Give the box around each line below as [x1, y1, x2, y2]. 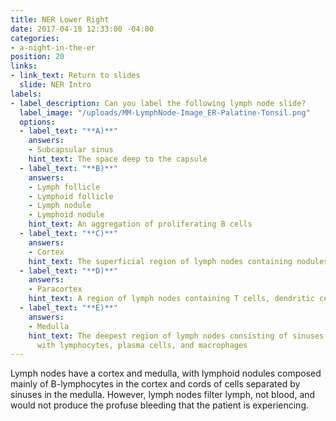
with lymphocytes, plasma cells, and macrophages [36, 340, 248, 350]
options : [19, 117, 56, 127]
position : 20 [10, 52, 65, 62]
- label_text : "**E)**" [19, 303, 118, 313]
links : [10, 61, 38, 71]
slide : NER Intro [19, 80, 92, 90]
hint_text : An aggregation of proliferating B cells [28, 219, 253, 230]
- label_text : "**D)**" [19, 266, 118, 276]
